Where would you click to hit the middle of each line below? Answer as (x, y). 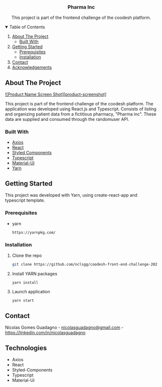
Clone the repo (27, 255)
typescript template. (25, 201)
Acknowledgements (32, 67)
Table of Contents (27, 27)
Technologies (26, 348)
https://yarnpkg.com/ (34, 232)
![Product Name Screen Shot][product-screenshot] (56, 94)
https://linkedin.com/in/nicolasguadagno (45, 333)
